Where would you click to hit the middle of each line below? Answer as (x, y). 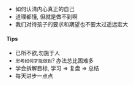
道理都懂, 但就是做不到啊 (46, 17)
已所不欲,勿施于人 (37, 53)
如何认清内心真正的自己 (45, 9)
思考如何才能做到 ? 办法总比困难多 (54, 61)
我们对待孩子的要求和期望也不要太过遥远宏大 (72, 24)
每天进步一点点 (34, 76)
